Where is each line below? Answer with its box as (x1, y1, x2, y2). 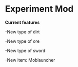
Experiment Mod (5, 3, 74, 15)
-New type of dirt (5, 29, 40, 34)
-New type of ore (5, 38, 40, 44)
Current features (5, 19, 40, 25)
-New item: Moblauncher (5, 57, 55, 63)
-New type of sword (5, 48, 45, 53)
